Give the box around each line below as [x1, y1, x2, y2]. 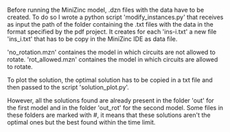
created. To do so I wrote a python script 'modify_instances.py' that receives [7, 13, 224, 21]
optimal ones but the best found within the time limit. [7, 118, 156, 126]
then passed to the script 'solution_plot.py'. [7, 83, 129, 91]
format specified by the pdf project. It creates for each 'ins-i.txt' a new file [7, 27, 217, 36]
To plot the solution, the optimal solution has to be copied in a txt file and [7, 76, 213, 84]
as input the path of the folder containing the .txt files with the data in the [7, 21, 214, 28]
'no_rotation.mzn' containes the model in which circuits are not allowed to [7, 48, 216, 56]
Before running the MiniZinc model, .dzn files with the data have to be [7, 6, 205, 14]
